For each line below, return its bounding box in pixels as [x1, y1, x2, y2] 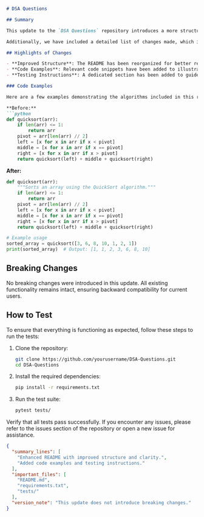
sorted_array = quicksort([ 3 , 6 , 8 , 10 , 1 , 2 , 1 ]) [6, 241, 137, 247]
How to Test [6, 310, 53, 320]
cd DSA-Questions [15, 362, 59, 368]
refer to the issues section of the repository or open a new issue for [6, 425, 175, 432]
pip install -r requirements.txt [15, 384, 100, 391]
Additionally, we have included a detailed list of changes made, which [6, 38, 194, 45]
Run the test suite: [15, 396, 61, 403]
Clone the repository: [15, 344, 69, 351]
